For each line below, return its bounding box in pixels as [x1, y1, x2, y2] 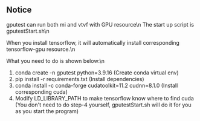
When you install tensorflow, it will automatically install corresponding [6, 39, 180, 46]
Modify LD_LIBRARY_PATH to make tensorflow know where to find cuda [15, 94, 195, 102]
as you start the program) [15, 107, 79, 114]
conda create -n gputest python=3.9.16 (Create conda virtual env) [15, 69, 179, 76]
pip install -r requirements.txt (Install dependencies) [15, 75, 144, 82]
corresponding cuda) [15, 88, 68, 96]
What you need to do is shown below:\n [6, 57, 105, 64]
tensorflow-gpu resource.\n [6, 45, 76, 53]
